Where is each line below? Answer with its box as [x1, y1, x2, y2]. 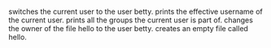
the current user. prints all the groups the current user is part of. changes [8, 15, 254, 25]
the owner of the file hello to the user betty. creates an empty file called [8, 24, 248, 33]
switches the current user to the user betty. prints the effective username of [8, 7, 263, 16]
